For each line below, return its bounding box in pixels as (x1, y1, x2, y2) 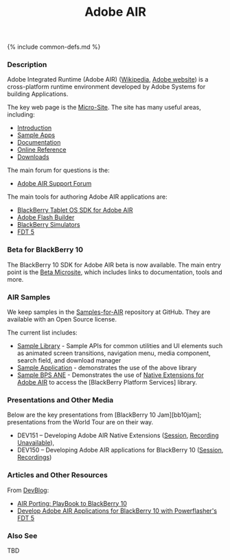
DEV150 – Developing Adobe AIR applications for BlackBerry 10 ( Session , (16, 446, 224, 454)
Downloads (16, 153, 49, 161)
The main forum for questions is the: (7, 166, 110, 175)
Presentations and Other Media (7, 395, 114, 404)
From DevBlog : (7, 486, 49, 494)
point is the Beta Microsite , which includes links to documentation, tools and (7, 268, 222, 276)
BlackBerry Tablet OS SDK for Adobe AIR (16, 206, 133, 215)
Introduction (16, 124, 52, 132)
